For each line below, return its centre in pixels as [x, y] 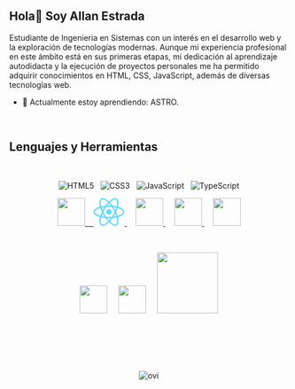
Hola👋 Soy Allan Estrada [77, 16]
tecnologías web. [41, 84]
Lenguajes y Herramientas [84, 147]
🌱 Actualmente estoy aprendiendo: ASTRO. [100, 102]
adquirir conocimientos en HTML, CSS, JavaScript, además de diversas [140, 75]
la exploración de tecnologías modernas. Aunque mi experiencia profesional [148, 47]
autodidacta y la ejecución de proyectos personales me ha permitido [134, 66]
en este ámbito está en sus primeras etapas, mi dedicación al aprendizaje [144, 56]
